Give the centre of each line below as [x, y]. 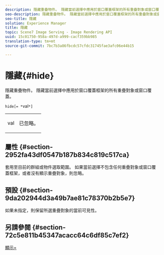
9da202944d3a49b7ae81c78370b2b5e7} [70, 198]
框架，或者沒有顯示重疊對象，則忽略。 [48, 173]
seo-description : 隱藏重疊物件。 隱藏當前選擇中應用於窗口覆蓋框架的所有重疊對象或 [81, 14]
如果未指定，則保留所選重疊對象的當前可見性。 [52, 211]
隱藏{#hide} [30, 76]
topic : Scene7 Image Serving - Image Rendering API [59, 32]
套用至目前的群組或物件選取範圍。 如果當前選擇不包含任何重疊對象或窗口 [78, 167]
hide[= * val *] [19, 106]
